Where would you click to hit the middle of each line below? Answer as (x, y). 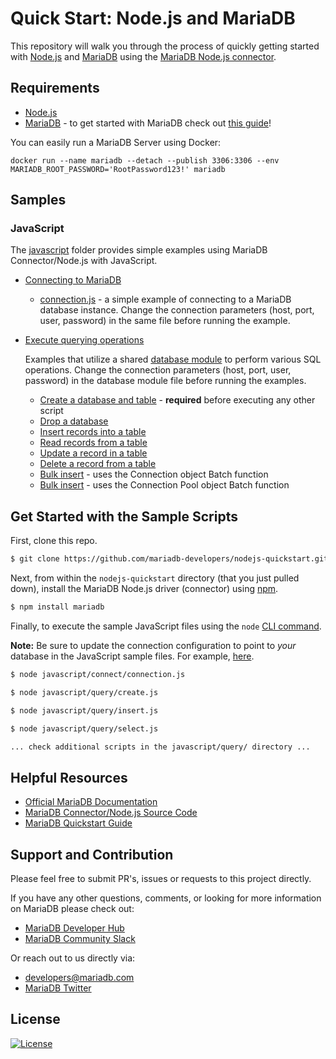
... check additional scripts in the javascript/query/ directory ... (160, 747)
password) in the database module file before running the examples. (165, 381)
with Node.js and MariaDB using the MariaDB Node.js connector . (143, 56)
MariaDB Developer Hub (74, 928)
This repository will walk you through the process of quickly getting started (165, 46)
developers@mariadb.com (79, 977)
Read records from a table (93, 443)
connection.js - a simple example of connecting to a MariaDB (165, 299)
